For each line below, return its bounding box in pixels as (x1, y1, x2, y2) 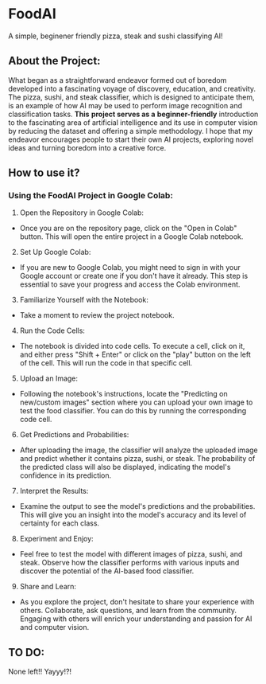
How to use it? (8, 166, 80, 180)
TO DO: (8, 646, 45, 659)
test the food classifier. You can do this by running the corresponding (19, 406, 247, 416)
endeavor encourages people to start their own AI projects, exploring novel (8, 135, 254, 144)
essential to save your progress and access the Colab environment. (19, 279, 241, 289)
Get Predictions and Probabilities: (19, 430, 129, 440)
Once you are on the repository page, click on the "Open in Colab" (19, 224, 237, 233)
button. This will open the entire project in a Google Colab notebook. (19, 232, 244, 241)
